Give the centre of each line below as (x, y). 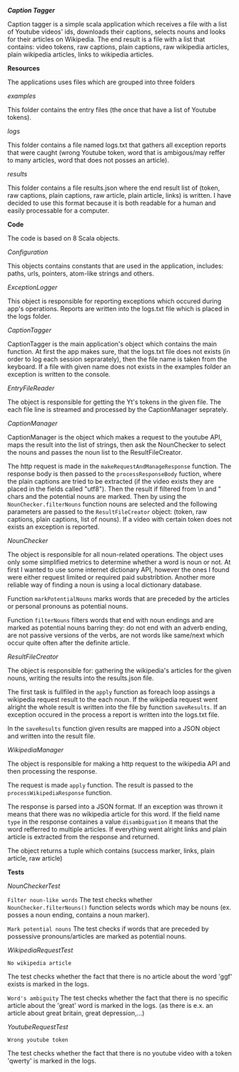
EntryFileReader (31, 388)
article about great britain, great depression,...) (76, 1013)
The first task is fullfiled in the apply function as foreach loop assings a (111, 692)
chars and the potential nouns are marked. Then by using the (97, 496)
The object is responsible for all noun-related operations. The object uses (115, 555)
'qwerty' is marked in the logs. (52, 1061)
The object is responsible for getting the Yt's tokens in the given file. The (114, 402)
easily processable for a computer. (58, 211)
